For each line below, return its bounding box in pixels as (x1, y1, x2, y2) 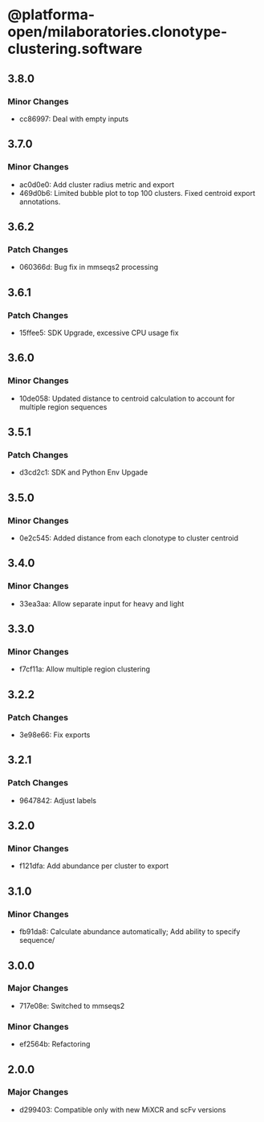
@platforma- (7, 6, 95, 24)
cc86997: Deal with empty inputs (18, 114, 129, 124)
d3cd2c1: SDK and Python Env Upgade (18, 467, 148, 477)
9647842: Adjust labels (18, 795, 97, 805)
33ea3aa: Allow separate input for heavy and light (18, 598, 185, 608)
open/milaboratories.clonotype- (7, 22, 228, 41)
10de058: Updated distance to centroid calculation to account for (18, 394, 235, 403)
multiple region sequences (18, 402, 108, 411)
